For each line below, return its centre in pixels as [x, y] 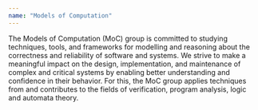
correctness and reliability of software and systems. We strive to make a [127, 55]
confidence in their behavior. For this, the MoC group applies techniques [127, 81]
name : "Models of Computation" [60, 16]
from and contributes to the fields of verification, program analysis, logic [127, 89]
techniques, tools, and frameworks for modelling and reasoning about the [129, 47]
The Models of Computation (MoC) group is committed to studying [118, 38]
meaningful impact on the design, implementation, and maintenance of [125, 64]
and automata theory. [44, 97]
